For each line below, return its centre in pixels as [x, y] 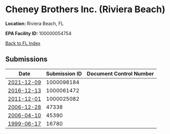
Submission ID [64, 73]
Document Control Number [120, 73]
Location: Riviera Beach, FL [34, 23]
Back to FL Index [23, 43]
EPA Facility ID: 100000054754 [38, 33]
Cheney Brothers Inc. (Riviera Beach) [86, 9]
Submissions [26, 59]
